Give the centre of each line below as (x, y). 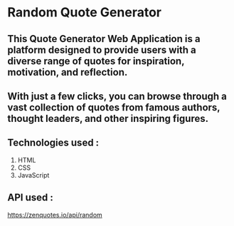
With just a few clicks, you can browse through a (117, 96)
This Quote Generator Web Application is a (104, 39)
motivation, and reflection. (68, 72)
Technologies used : (53, 143)
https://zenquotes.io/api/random (55, 215)
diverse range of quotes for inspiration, (96, 61)
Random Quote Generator (85, 12)
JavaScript (33, 175)
